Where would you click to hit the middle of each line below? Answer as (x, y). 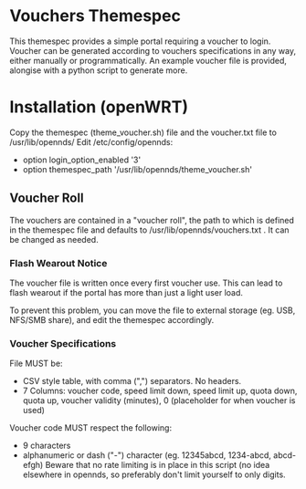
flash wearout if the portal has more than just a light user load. (127, 292)
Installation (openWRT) (99, 107)
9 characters (47, 446)
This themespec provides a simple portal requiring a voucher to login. (140, 41)
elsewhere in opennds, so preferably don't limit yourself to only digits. (154, 474)
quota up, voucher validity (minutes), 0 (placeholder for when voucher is (159, 401)
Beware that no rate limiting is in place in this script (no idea (158, 465)
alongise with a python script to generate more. (99, 70)
